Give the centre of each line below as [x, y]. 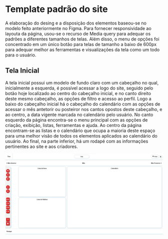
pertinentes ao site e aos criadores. [42, 146]
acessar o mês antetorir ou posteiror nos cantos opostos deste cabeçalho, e [84, 109]
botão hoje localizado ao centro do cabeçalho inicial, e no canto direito [78, 93]
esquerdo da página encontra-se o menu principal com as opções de [76, 120]
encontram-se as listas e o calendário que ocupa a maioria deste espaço [80, 130]
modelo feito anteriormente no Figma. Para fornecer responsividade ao [78, 28]
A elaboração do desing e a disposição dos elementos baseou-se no [76, 23]
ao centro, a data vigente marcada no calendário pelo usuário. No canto [79, 114]
